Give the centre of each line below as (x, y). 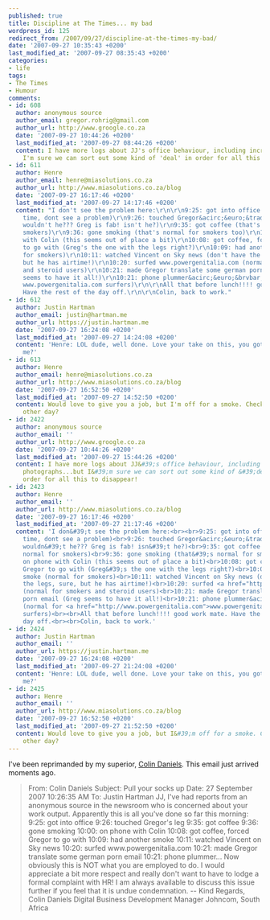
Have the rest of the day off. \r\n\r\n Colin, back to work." (127, 293)
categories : (28, 61)
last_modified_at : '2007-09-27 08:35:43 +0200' (90, 53)
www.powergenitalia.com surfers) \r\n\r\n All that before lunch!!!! (138, 285)
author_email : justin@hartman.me (72, 314)
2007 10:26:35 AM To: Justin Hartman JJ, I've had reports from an (137, 796)
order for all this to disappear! (80, 479)
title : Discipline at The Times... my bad (80, 23)
